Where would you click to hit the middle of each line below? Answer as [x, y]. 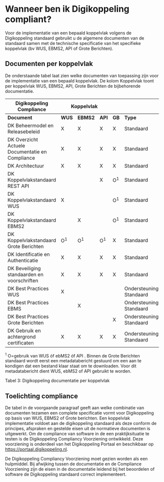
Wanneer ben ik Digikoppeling [67, 9]
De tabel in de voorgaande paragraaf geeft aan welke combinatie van [75, 408]
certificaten [21, 343]
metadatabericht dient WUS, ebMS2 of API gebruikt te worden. [68, 371]
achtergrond [22, 336]
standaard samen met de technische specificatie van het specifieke [73, 43]
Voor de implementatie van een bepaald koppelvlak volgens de [68, 33]
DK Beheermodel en [31, 126]
